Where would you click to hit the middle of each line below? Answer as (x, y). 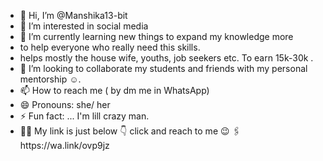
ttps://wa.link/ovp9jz (64, 145)
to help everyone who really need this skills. (110, 47)
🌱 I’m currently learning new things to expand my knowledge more (156, 36)
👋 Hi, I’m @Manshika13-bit (73, 15)
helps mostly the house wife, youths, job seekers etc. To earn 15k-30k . (166, 58)
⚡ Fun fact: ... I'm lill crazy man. (84, 116)
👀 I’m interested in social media (84, 26)
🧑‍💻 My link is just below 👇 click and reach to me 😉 (124, 131)
